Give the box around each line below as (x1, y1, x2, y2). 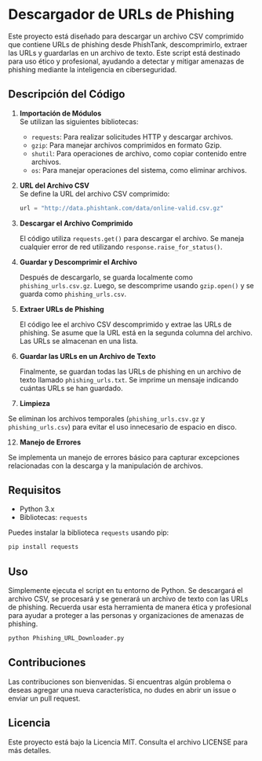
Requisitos (8, 484, 61, 497)
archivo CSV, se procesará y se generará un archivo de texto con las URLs (8, 595, 249, 604)
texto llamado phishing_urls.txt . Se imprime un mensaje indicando (19, 375, 239, 384)
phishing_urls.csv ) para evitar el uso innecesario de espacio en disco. (8, 422, 238, 431)
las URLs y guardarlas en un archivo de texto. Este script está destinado (8, 48, 241, 57)
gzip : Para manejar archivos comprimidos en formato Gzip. (31, 140, 222, 150)
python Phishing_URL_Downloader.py (8, 635, 125, 642)
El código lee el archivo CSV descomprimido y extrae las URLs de (19, 320, 232, 329)
